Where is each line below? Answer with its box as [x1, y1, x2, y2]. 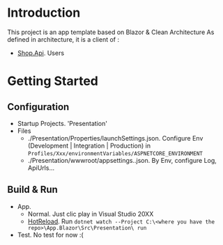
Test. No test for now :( [17, 230, 84, 239]
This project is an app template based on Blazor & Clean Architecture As [7, 28, 215, 36]
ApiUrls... [27, 164, 55, 172]
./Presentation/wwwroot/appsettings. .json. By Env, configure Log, [27, 156, 217, 164]
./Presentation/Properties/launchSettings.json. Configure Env [27, 134, 203, 142]
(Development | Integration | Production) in [27, 141, 151, 150]
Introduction [7, 5, 81, 21]
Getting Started [7, 73, 99, 89]
